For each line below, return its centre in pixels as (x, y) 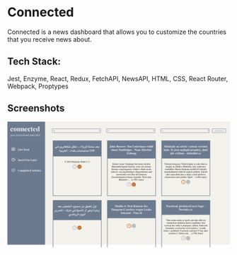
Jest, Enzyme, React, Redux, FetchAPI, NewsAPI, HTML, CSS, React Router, (118, 78)
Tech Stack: (34, 62)
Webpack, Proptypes (38, 86)
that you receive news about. (50, 39)
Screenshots (36, 108)
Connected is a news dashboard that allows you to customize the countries (117, 32)
